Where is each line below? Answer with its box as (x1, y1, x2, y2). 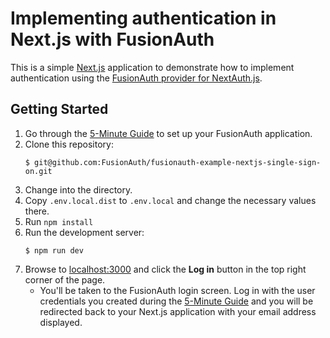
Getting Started (10, 101, 109, 118)
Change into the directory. (24, 183, 133, 196)
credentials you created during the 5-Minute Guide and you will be (39, 295, 314, 307)
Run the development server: (24, 226, 145, 238)
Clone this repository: (24, 138, 114, 150)
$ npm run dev (24, 245, 84, 256)
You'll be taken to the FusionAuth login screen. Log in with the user (39, 284, 316, 296)
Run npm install (24, 215, 94, 227)
